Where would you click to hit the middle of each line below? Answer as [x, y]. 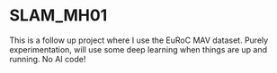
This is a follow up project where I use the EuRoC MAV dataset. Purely [139, 40]
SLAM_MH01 [58, 16]
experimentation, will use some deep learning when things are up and [138, 49]
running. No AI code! [48, 59]
